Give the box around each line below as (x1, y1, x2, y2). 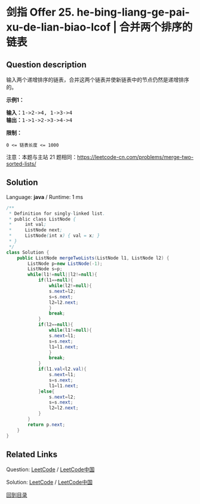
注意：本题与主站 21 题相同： (6, 154, 78, 160)
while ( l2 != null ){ (48, 283, 93, 289)
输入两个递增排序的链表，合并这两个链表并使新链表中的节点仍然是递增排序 (6, 76, 189, 83)
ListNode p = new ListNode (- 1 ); (27, 261, 103, 267)
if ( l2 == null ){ (38, 322, 73, 328)
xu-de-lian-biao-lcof (6, 20, 111, 34)
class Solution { (6, 249, 50, 255)
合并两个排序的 (119, 20, 193, 34)
